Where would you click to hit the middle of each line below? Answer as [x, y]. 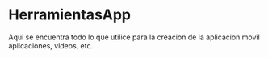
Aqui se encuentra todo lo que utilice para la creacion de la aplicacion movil [134, 37]
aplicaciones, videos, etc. [51, 45]
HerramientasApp [70, 15]
